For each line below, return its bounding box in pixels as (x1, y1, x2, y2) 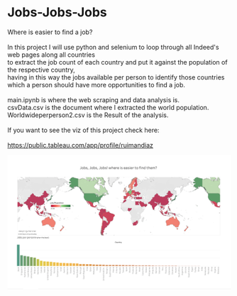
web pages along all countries (7, 50, 96, 59)
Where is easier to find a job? (7, 28, 93, 36)
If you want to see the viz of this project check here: (7, 126, 160, 134)
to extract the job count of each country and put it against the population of (7, 57, 228, 66)
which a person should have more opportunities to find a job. (7, 80, 186, 89)
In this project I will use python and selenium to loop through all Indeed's (7, 43, 219, 51)
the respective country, (7, 65, 76, 74)
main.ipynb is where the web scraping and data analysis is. (7, 95, 180, 104)
